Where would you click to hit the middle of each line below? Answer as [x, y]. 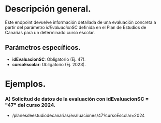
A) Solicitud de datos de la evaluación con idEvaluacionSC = [77, 99]
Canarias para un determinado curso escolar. [50, 32]
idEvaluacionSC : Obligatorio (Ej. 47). [49, 59]
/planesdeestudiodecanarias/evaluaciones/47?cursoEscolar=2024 [78, 116]
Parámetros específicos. [43, 48]
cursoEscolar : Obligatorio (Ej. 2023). [49, 64]
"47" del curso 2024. [30, 105]
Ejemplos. [25, 84]
